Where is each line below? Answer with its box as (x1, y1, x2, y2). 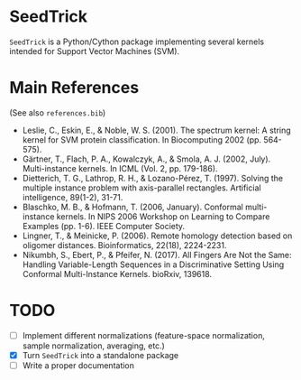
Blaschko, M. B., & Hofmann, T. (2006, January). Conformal (22, 201, 243, 212)
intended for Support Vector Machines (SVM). (9, 45, 180, 56)
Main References (9, 78, 140, 98)
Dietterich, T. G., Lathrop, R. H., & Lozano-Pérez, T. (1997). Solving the (22, 172, 284, 183)
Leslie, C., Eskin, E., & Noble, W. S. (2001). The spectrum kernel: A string (22, 125, 291, 135)
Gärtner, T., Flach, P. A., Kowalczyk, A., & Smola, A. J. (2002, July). (22, 153, 271, 164)
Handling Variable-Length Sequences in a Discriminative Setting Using (22, 259, 285, 270)
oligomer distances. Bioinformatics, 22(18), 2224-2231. (22, 239, 227, 250)
